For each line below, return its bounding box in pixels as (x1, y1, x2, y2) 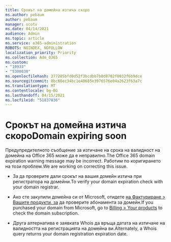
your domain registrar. (12, 184, 60, 190)
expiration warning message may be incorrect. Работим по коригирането (5, 158, 161, 164)
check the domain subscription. (12, 210, 79, 217)
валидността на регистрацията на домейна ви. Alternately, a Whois (12, 225, 157, 232)
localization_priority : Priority (5, 50, 76, 55)
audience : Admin (5, 31, 40, 36)
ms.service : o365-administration (5, 41, 76, 46)
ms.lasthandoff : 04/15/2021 (5, 93, 65, 98)
